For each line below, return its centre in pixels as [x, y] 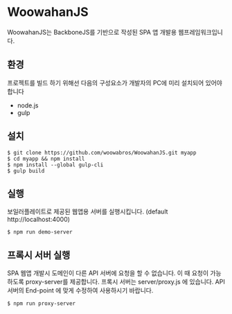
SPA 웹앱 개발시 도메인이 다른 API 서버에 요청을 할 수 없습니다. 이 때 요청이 [108, 273]
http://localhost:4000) [39, 220]
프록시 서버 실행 [39, 255]
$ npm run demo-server [40, 232]
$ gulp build [26, 171]
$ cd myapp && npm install [46, 159]
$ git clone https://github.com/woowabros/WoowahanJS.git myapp [102, 152]
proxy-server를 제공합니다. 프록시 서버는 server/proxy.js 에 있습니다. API [125, 282]
